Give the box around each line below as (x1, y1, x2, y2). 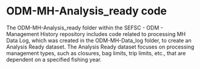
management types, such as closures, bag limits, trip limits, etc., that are (6, 49, 186, 56)
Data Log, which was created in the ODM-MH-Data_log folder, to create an (6, 37, 192, 44)
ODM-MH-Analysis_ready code (6, 4, 167, 18)
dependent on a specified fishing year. (6, 56, 102, 63)
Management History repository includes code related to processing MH (6, 30, 186, 37)
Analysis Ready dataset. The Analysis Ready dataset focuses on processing (6, 43, 195, 50)
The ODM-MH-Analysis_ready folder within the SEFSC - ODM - (6, 24, 163, 31)
